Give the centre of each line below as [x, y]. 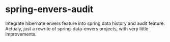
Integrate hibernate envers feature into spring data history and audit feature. [85, 23]
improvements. [21, 34]
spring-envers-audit [49, 9]
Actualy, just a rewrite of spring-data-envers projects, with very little [77, 28]
